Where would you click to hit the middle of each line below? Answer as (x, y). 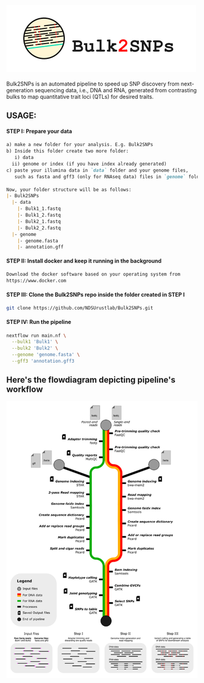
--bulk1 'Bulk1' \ (35, 342)
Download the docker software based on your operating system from (93, 274)
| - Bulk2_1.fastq (39, 221)
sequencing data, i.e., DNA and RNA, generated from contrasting (116, 90)
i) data (24, 158)
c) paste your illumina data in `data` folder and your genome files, (97, 170)
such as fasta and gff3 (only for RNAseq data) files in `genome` (100, 177)
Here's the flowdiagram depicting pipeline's (91, 380)
